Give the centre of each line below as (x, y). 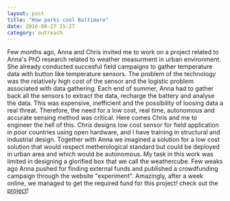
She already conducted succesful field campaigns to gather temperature (110, 67)
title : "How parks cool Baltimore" (58, 20)
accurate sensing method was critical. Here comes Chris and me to (102, 118)
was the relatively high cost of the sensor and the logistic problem (101, 81)
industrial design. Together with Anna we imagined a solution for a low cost (113, 140)
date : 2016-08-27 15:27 (41, 26)
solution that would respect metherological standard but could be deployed (113, 147)
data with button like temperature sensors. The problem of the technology (112, 74)
